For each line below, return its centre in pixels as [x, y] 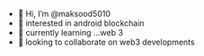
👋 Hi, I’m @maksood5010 [64, 14]
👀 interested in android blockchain [81, 23]
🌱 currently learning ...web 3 [71, 32]
